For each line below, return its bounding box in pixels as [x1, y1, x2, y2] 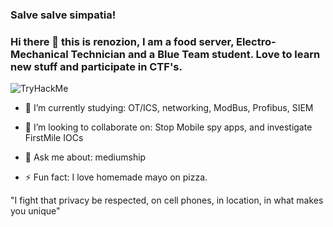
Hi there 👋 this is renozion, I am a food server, [10, 34, 235, 48]
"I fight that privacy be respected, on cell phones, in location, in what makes [10, 194, 324, 207]
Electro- [235, 34, 277, 48]
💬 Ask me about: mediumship [24, 151, 147, 163]
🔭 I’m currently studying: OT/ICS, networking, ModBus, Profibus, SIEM [24, 102, 314, 114]
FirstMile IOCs [24, 132, 84, 144]
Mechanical [10, 47, 69, 61]
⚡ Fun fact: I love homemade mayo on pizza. [24, 171, 208, 183]
